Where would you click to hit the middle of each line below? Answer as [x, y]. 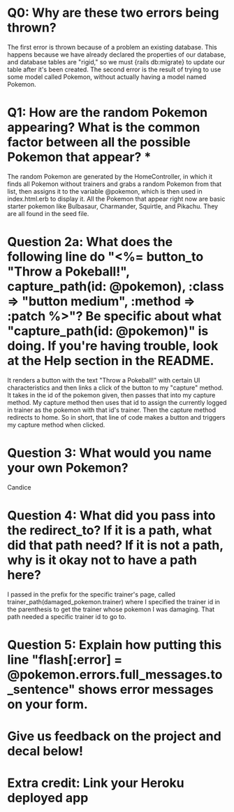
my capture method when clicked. [56, 425]
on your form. [48, 704]
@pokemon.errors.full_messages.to [115, 675]
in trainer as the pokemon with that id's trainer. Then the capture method [112, 410]
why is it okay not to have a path [102, 560]
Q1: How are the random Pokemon [108, 113]
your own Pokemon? [68, 468]
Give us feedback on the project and [114, 736]
